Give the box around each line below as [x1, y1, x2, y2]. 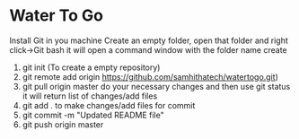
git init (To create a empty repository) [22, 62, 161, 73]
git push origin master [22, 118, 104, 130]
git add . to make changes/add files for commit [22, 100, 196, 110]
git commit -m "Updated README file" [22, 109, 164, 120]
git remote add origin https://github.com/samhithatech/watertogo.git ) [22, 71, 278, 82]
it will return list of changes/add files [22, 91, 158, 101]
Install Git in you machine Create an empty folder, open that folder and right [9, 35, 289, 46]
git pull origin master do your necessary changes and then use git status [22, 81, 291, 91]
